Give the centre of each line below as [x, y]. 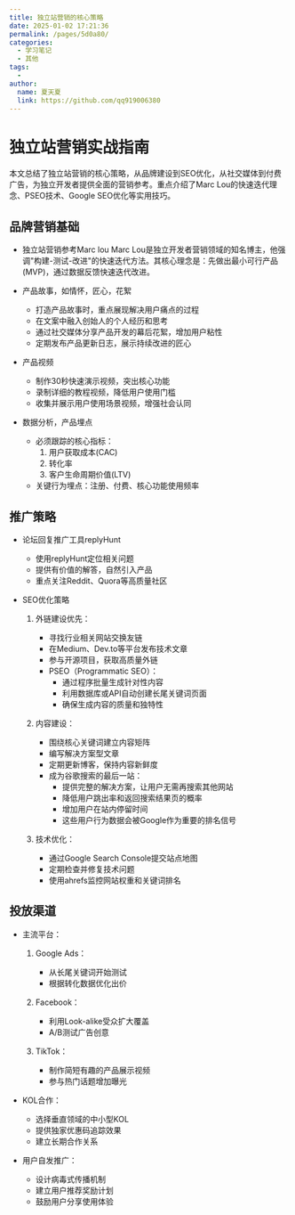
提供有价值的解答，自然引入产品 [94, 569]
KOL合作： [42, 1100]
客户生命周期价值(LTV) [90, 475]
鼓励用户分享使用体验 [74, 1201]
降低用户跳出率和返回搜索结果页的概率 [132, 797]
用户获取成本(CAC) [83, 453]
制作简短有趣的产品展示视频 [100, 1070]
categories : [31, 42]
